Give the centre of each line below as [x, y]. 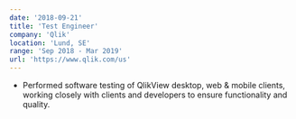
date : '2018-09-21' [46, 18]
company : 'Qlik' [40, 34]
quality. [36, 104]
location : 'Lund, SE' [50, 43]
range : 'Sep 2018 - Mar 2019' [66, 51]
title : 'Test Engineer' [54, 26]
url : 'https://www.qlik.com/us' [70, 59]
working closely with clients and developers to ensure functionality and [155, 95]
